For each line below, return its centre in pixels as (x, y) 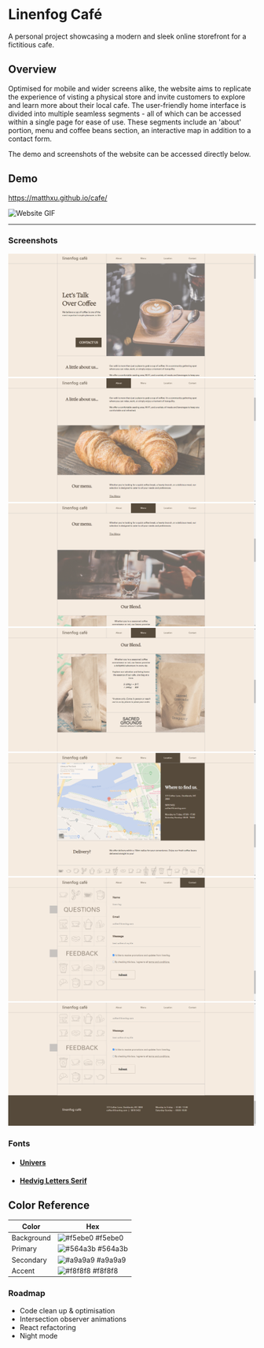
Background (31, 1238)
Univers (33, 1162)
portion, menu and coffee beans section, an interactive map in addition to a (130, 130)
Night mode (38, 1335)
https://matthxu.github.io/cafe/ (58, 198)
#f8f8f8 (105, 1271)
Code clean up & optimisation (67, 1310)
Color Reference (49, 1205)
